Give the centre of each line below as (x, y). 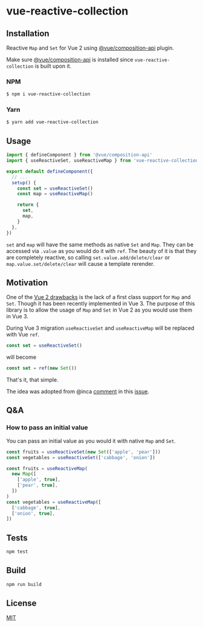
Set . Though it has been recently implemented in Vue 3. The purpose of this (101, 304)
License (21, 603)
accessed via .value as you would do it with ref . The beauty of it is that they (101, 251)
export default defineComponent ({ (50, 171)
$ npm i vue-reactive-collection (48, 94)
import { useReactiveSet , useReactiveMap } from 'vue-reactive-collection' (104, 161)
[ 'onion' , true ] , (34, 513)
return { (28, 205)
